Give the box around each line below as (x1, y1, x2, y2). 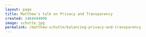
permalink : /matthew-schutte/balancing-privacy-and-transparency (5, 25, 141, 30)
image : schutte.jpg (5, 20, 45, 25)
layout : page (5, 7, 32, 12)
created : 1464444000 (5, 16, 48, 21)
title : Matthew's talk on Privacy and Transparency (5, 12, 113, 16)
